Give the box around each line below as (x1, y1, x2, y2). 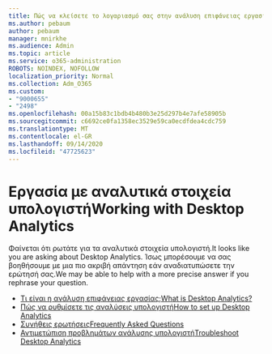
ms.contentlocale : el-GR (8, 132, 92, 140)
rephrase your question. (8, 278, 89, 288)
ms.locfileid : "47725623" (8, 147, 96, 156)
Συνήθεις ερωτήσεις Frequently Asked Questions (19, 319, 185, 329)
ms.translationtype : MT (8, 125, 89, 133)
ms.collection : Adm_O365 (8, 79, 92, 87)
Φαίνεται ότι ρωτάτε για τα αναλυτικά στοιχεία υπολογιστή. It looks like (8, 244, 250, 254)
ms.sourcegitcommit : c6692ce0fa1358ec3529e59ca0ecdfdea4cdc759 (8, 117, 227, 126)
